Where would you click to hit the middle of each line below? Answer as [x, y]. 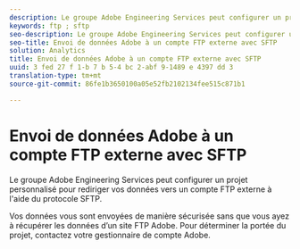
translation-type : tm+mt [55, 76]
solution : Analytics [48, 51]
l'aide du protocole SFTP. [56, 198]
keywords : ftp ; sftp [50, 26]
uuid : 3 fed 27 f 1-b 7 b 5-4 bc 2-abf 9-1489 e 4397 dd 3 [121, 68]
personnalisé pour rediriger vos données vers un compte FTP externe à [141, 189]
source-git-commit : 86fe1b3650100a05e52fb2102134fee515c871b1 [127, 84]
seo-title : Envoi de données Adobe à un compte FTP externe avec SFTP [143, 42]
